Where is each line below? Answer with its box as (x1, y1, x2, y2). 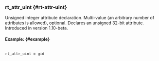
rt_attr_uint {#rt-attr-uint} (5, 4, 67, 11)
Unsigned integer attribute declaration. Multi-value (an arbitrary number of (5, 15, 155, 21)
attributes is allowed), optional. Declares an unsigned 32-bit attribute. (5, 20, 144, 26)
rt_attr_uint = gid (5, 51, 45, 56)
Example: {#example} (5, 36, 50, 42)
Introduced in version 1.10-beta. (5, 25, 68, 31)
